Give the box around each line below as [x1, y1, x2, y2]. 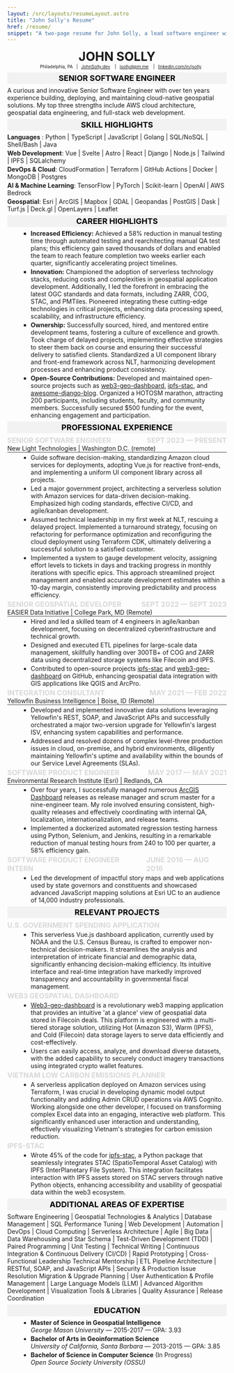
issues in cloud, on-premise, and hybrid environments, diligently [30, 744, 214, 753]
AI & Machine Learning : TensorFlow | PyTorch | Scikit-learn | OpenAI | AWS [7, 181, 225, 190]
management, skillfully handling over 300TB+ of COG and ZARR [30, 648, 214, 657]
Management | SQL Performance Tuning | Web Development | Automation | [7, 1220, 224, 1229]
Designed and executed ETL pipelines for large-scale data [30, 641, 197, 650]
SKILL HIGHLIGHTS [81, 120, 153, 130]
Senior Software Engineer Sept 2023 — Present [7, 435, 227, 445]
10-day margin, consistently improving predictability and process [30, 583, 217, 592]
